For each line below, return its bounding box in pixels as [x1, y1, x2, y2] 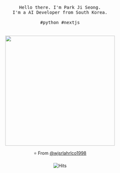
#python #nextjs [40, 20, 80, 25]
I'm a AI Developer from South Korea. [12, 10, 107, 15]
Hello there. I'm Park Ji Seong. [19, 5, 101, 10]
